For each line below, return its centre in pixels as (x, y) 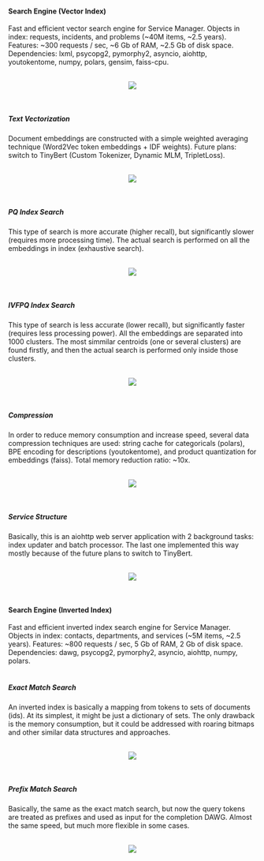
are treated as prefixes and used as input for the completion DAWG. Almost (130, 818)
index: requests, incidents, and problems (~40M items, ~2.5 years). (117, 37)
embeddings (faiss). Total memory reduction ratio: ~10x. (99, 460)
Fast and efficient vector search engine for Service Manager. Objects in (124, 28)
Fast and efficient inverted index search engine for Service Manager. (119, 627)
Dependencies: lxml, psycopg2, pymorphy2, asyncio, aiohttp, (108, 54)
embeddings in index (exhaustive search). (76, 249)
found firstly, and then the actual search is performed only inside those (123, 350)
